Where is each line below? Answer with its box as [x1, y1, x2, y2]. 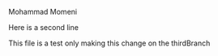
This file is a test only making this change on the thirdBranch [8, 38, 211, 48]
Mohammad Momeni [8, 7, 78, 16]
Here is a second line [8, 23, 79, 32]
